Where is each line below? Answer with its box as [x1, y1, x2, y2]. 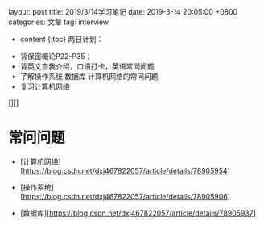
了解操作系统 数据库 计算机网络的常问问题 [19, 72, 159, 81]
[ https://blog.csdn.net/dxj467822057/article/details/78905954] [19, 165, 231, 175]
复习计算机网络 [19, 82, 70, 91]
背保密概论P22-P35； [19, 52, 93, 61]
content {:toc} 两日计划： [19, 35, 104, 44]
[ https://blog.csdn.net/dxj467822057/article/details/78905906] [19, 191, 231, 201]
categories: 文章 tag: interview [8, 17, 109, 27]
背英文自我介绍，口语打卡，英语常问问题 [19, 61, 155, 71]
